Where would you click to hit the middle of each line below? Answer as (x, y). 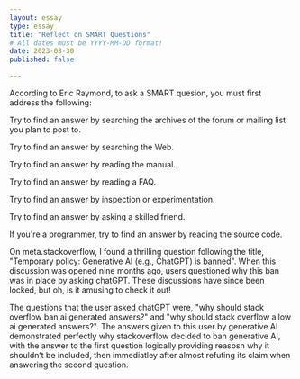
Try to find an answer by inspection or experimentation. (112, 199)
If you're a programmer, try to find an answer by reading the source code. (146, 234)
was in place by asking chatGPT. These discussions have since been (137, 280)
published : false (42, 59)
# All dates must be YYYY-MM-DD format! (86, 43)
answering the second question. (69, 365)
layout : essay (36, 18)
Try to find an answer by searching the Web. (91, 147)
